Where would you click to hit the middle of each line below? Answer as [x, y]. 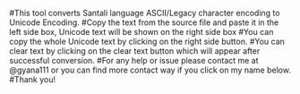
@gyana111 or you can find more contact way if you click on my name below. [150, 70]
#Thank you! [33, 79]
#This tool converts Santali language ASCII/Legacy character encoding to [145, 13]
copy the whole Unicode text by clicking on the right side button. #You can [147, 41]
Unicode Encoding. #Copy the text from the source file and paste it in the [144, 22]
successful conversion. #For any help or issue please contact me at [134, 60]
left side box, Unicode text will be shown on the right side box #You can [141, 32]
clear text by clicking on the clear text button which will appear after [135, 51]
